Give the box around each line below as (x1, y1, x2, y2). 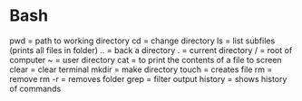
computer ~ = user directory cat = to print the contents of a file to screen (9, 54, 283, 65)
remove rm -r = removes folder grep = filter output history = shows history (9, 73, 287, 84)
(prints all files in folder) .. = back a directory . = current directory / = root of (9, 44, 293, 55)
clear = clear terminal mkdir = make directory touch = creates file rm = (9, 64, 273, 75)
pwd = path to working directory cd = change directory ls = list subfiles (9, 35, 276, 46)
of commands (9, 83, 62, 94)
